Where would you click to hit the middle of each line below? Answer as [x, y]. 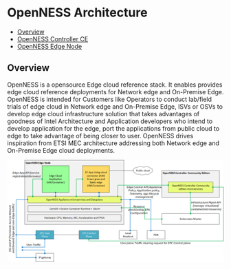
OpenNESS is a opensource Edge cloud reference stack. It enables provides [115, 85]
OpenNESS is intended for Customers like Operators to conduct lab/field [109, 99]
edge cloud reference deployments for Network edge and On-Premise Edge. [115, 92]
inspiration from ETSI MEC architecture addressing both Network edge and [113, 143]
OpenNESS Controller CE [53, 39]
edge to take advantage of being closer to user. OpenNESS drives [100, 136]
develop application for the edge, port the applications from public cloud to [113, 128]
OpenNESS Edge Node [49, 46]
